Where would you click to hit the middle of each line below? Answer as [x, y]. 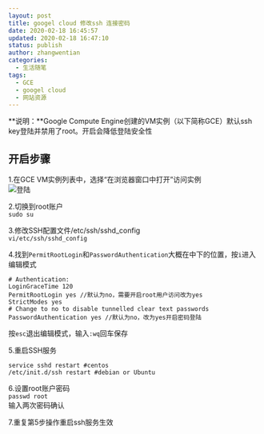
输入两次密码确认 [36, 405]
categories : [28, 61]
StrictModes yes [35, 302]
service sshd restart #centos [59, 366]
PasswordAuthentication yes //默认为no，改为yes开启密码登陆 [105, 318]
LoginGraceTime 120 [41, 287]
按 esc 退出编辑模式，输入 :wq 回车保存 [68, 333]
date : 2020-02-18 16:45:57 [53, 30]
